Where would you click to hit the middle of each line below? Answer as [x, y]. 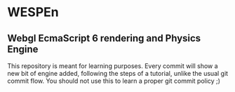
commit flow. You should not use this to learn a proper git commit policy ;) [114, 81]
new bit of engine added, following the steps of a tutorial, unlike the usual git [118, 73]
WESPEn [33, 12]
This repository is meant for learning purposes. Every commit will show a [113, 66]
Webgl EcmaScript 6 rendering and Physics [104, 38]
